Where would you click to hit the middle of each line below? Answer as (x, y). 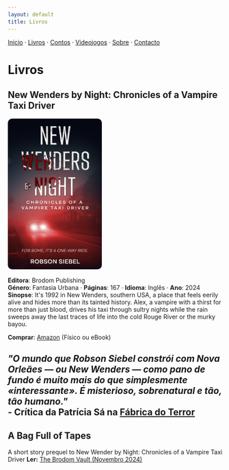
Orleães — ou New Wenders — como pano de (107, 370)
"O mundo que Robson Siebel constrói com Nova (114, 359)
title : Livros (28, 22)
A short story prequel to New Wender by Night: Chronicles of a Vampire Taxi (115, 452)
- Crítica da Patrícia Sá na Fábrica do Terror (102, 412)
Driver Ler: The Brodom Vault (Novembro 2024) (75, 460)
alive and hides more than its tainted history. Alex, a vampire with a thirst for (114, 302)
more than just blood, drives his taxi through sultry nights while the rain (108, 310)
